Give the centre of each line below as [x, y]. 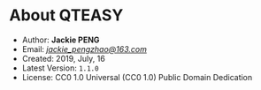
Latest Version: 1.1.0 [60, 68]
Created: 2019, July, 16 [64, 58]
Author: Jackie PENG [61, 40]
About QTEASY [66, 15]
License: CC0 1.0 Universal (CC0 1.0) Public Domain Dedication [137, 77]
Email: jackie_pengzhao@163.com [84, 49]
